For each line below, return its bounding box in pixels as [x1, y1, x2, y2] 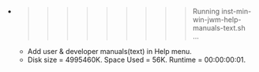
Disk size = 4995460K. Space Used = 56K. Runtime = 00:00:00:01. [27, 55, 246, 64]
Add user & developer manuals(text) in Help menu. [27, 47, 192, 56]
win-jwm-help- [192, 15, 242, 24]
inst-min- [220, 7, 252, 16]
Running [192, 7, 220, 16]
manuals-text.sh [192, 23, 246, 32]
